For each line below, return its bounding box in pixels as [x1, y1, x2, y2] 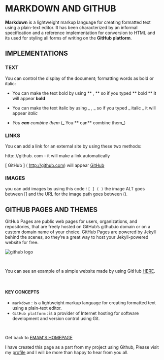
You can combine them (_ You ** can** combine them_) [12, 119, 126, 126]
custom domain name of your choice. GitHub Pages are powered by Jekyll [5, 229, 156, 235]
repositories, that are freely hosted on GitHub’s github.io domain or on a [5, 224, 151, 230]
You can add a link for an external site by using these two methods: [5, 143, 142, 149]
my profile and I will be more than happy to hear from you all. [5, 350, 129, 356]
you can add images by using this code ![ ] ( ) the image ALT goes [5, 186, 145, 192]
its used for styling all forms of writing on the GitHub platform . [5, 35, 132, 41]
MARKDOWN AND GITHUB [5, 3, 117, 14]
